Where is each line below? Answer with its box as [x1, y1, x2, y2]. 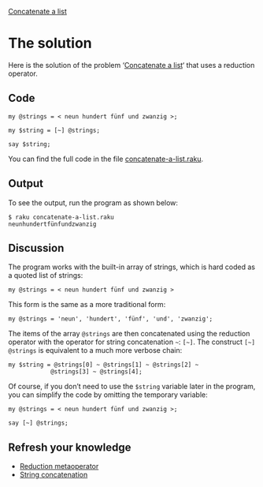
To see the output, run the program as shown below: [8, 197, 179, 208]
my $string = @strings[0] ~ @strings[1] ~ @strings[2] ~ [8, 361, 199, 369]
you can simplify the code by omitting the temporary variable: [8, 390, 209, 399]
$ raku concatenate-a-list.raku [8, 213, 114, 221]
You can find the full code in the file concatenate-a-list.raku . [8, 154, 204, 163]
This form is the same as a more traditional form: [8, 300, 166, 309]
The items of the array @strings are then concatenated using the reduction [8, 329, 250, 339]
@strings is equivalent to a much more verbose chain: [8, 346, 183, 355]
